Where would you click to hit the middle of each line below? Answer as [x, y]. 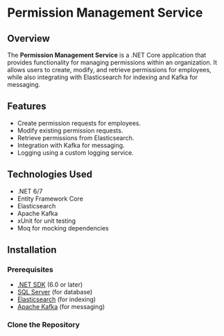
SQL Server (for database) [55, 292]
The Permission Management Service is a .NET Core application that [107, 55]
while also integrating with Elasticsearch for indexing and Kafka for [103, 77]
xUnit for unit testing [46, 221]
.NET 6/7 [30, 191]
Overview [29, 39]
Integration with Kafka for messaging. [71, 145]
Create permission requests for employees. [79, 123]
